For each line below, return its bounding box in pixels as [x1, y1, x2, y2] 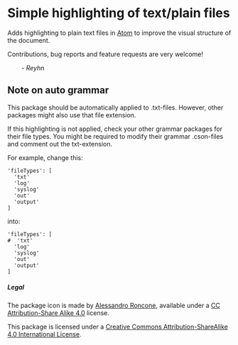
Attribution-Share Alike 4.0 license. [7, 308, 110, 317]
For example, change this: [7, 153, 83, 161]
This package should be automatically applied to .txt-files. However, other [7, 103, 224, 112]
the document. [7, 36, 50, 44]
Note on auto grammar [7, 84, 109, 97]
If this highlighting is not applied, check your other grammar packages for [7, 124, 222, 133]
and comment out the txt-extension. [7, 139, 113, 148]
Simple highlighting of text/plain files [7, 5, 230, 21]
